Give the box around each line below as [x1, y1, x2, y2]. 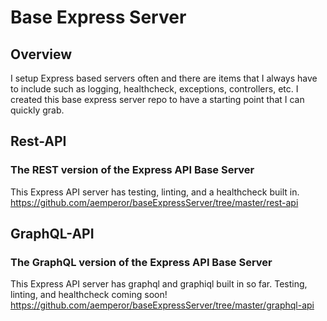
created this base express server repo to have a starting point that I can [10, 94, 305, 105]
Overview [10, 46, 73, 63]
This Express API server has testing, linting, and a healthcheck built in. [10, 186, 300, 198]
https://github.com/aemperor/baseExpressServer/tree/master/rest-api [10, 196, 299, 208]
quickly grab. [10, 104, 65, 116]
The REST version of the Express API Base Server [10, 163, 255, 177]
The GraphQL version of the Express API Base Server [10, 256, 273, 269]
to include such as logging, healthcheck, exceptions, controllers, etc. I [10, 83, 299, 95]
